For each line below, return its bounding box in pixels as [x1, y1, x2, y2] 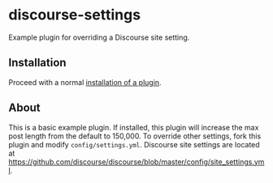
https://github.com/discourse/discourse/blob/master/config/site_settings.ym [8, 156, 265, 167]
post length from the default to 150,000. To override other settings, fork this [8, 131, 262, 141]
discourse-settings [8, 6, 141, 24]
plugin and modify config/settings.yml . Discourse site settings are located [8, 139, 260, 149]
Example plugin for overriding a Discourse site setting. [8, 32, 190, 42]
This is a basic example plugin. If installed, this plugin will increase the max [8, 122, 259, 132]
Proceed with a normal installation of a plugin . [8, 77, 162, 87]
